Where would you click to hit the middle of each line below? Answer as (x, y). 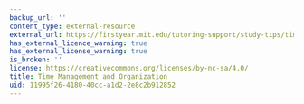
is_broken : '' (36, 60)
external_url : (36, 34)
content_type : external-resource (72, 26)
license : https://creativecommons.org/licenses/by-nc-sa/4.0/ (129, 69)
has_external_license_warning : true (78, 52)
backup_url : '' (38, 18)
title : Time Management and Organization (89, 77)
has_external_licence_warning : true (78, 43)
